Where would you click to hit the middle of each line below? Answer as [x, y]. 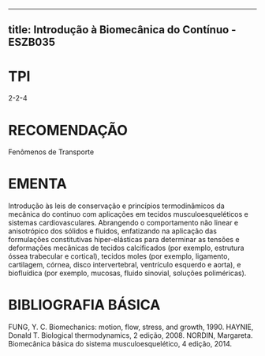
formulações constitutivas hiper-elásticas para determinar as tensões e [124, 240]
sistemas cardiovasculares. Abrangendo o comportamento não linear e [123, 223]
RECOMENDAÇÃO [68, 130]
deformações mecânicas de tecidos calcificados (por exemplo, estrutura [126, 248]
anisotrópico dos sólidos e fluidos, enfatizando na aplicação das [112, 231]
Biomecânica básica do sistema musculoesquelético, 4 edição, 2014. [120, 344]
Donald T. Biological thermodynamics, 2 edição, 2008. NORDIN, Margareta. [131, 335]
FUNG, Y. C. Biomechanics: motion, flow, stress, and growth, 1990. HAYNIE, [131, 327]
